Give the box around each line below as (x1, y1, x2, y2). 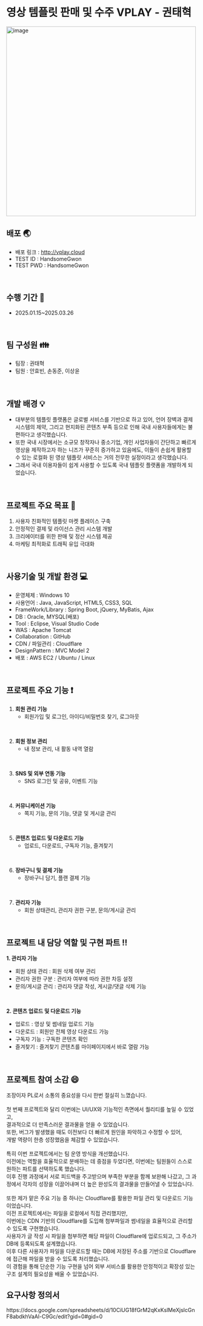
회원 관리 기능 (15, 705, 47, 712)
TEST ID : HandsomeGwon (15, 255, 82, 262)
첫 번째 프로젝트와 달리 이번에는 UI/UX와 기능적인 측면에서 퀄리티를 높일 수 (6, 1106, 183, 1113)
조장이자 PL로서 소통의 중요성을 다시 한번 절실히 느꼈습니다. (6, 1092, 147, 1099)
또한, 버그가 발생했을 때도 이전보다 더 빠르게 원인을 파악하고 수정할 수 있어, (6, 1129, 182, 1136)
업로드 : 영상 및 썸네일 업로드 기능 (15, 1021, 95, 1028)
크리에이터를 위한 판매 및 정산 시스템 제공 (15, 532, 113, 540)
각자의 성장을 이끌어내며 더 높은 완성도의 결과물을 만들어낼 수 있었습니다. (22, 1180, 194, 1188)
